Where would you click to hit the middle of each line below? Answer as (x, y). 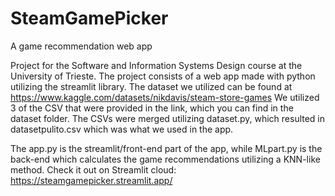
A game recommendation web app (81, 46)
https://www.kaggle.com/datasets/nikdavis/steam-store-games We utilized (165, 97)
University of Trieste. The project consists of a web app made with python (163, 76)
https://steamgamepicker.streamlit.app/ (91, 180)
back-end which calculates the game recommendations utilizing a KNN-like (165, 159)
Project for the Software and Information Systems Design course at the (156, 65)
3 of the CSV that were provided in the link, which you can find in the (152, 108)
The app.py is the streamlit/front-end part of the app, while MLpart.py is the (166, 148)
